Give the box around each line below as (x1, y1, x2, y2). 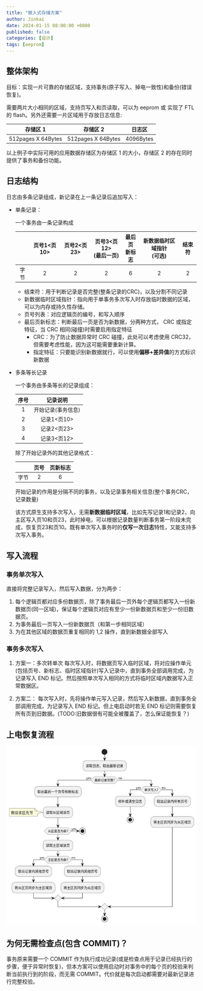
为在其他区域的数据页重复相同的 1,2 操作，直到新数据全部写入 (14, 628, 168, 635)
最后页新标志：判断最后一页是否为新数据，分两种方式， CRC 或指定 (24, 318, 192, 326)
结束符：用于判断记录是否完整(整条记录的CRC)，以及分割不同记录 (24, 288, 188, 295)
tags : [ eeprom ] (6, 42, 45, 48)
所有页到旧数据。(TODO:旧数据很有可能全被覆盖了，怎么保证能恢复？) (14, 710, 190, 717)
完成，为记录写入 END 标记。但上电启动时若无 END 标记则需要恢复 (31, 702, 197, 710)
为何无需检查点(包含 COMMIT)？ (6, 938, 128, 948)
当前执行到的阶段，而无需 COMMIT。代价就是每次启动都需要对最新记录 (11, 970, 189, 978)
